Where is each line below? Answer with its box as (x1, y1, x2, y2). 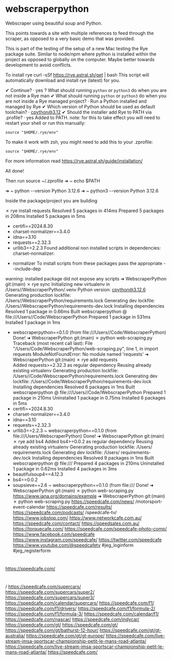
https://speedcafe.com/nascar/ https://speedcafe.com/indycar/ (5, 616, 140, 623)
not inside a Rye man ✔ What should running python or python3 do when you (5, 92, 167, 99)
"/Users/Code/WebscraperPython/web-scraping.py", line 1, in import (12, 345, 158, 352)
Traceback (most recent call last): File (12, 340, 93, 346)
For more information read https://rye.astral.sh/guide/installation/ (5, 158, 143, 164)
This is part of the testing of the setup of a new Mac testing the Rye (5, 45, 148, 51)
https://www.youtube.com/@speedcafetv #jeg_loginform (12, 542, 134, 548)
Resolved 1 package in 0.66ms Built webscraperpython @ (5, 308, 127, 314)
